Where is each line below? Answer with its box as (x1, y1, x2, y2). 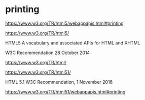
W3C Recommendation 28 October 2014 (5, 49, 90, 56)
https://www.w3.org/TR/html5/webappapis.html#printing (5, 20, 124, 26)
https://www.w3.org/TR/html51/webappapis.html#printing (5, 88, 126, 94)
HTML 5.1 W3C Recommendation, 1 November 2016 (5, 79, 113, 85)
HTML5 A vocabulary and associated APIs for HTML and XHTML (5, 39, 140, 46)
